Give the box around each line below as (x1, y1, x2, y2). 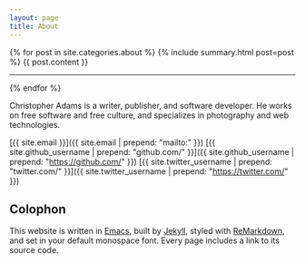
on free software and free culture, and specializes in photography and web (9, 110, 290, 121)
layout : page (9, 13, 59, 23)
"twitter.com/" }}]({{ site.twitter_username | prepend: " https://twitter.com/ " (9, 165, 289, 177)
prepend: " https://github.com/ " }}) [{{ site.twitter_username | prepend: (9, 156, 272, 167)
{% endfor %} (9, 83, 62, 93)
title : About (9, 22, 59, 31)
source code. (9, 245, 59, 256)
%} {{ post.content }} (9, 56, 89, 67)
